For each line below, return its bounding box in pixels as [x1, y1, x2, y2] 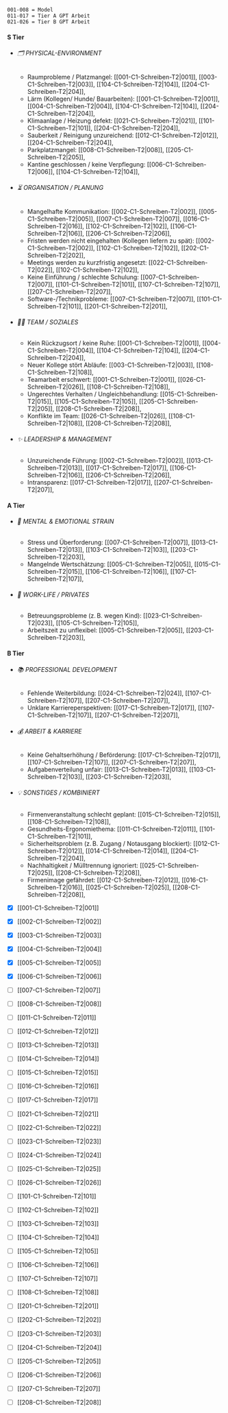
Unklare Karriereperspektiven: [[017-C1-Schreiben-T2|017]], [27, 703, 197, 712]
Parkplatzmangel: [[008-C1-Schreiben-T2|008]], [27, 145, 164, 154]
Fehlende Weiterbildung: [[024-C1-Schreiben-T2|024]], [27, 689, 184, 697]
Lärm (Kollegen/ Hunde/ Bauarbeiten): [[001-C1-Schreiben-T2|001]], [27, 95, 220, 103]
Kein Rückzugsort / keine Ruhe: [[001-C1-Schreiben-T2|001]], [27, 339, 201, 348]
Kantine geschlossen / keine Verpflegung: [27, 160, 146, 168]
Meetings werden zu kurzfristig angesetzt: [27, 258, 147, 267]
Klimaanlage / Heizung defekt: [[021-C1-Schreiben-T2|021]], [27, 117, 197, 125]
